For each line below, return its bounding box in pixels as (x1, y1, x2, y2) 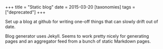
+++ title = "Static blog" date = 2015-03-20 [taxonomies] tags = (5, 4, 135, 10)
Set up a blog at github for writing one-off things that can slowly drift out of (5, 19, 158, 24)
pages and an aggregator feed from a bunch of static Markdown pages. (5, 38, 151, 44)
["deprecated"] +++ (5, 9, 46, 15)
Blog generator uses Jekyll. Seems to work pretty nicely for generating (5, 33, 149, 39)
